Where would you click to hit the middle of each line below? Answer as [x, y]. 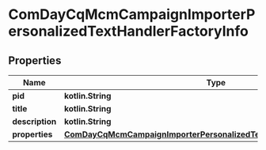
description [34, 122]
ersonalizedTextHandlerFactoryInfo [129, 31]
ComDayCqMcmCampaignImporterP [132, 15]
